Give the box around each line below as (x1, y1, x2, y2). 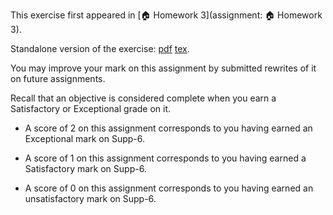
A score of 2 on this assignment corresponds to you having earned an (24, 122, 313, 134)
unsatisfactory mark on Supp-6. (24, 193, 157, 204)
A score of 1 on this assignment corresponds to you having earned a (24, 152, 307, 164)
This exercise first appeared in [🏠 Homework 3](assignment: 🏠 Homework (10, 9, 323, 21)
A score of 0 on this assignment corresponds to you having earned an (24, 182, 314, 194)
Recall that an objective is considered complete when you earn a (10, 92, 277, 104)
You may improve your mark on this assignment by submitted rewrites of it (10, 62, 317, 74)
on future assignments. (10, 73, 106, 84)
